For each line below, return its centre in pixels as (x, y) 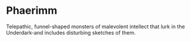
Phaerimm (32, 11)
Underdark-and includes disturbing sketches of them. (71, 32)
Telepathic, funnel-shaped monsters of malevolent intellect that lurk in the (95, 26)
